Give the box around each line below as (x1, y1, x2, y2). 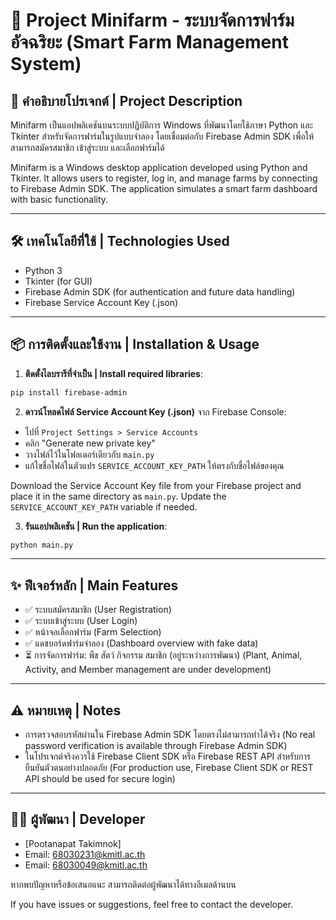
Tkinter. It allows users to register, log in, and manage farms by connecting (10, 172, 318, 184)
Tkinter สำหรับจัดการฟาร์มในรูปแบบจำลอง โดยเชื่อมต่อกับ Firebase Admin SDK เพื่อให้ (10, 130, 315, 142)
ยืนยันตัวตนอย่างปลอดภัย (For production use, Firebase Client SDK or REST (24, 762, 314, 773)
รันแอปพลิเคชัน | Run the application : (24, 520, 168, 532)
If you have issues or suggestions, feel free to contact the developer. (10, 898, 294, 910)
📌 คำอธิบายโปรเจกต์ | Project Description (10, 92, 243, 109)
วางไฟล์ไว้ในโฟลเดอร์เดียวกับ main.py (24, 448, 155, 460)
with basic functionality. (10, 194, 109, 205)
